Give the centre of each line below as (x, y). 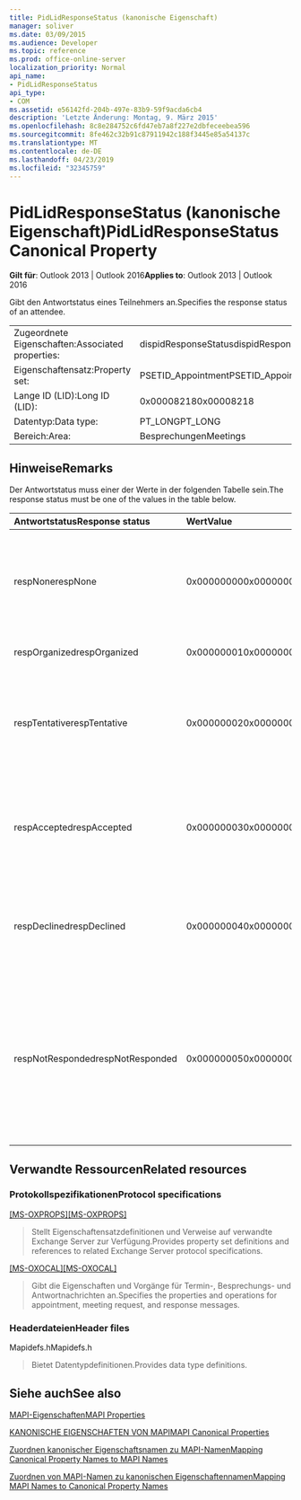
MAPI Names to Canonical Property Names (89, 1486)
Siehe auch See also (65, 1393)
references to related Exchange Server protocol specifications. (147, 1250)
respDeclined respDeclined (70, 926)
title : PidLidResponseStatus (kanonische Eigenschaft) (114, 18)
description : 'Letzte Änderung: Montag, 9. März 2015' (114, 118)
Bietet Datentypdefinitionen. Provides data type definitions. (139, 1365)
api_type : (28, 93)
